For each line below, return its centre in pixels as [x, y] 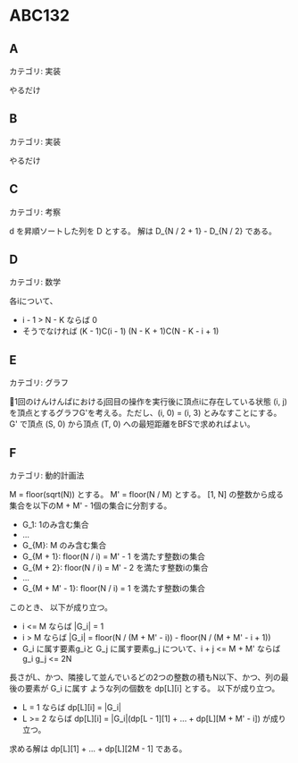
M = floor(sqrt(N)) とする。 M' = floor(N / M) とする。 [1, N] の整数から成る [146, 495]
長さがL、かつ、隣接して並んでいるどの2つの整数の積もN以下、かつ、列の [145, 677]
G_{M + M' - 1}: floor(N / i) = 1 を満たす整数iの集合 [114, 589]
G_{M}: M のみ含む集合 [64, 546]
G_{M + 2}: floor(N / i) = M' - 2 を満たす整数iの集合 [115, 568]
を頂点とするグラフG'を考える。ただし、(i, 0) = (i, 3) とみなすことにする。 [145, 413]
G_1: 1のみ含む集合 [55, 525]
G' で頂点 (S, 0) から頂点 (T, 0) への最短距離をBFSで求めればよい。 [132, 424]
